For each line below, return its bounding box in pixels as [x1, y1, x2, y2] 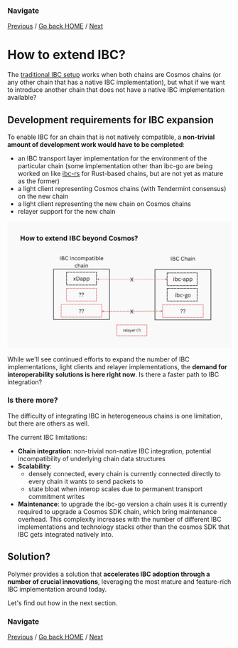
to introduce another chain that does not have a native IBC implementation [7, 86, 225, 94]
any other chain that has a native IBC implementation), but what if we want [7, 78, 225, 87]
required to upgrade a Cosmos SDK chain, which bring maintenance [17, 507, 217, 515]
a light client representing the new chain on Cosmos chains [17, 200, 192, 208]
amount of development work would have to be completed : [7, 140, 185, 149]
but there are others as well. [7, 419, 90, 428]
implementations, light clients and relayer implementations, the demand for [7, 362, 227, 371]
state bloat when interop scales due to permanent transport [28, 484, 203, 493]
